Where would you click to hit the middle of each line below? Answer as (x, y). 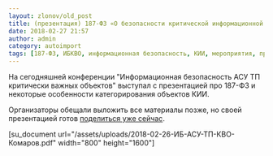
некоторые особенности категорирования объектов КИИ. (109, 94)
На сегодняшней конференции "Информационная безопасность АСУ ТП (134, 77)
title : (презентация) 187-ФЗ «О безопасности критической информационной (136, 24)
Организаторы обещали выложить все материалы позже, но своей (125, 110)
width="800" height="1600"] (106, 143)
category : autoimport (45, 46)
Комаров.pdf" (32, 143)
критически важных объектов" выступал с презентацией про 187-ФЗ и (132, 85)
